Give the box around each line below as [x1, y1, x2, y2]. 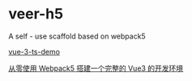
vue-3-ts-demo [8, 47, 61, 56]
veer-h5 [8, 5, 63, 23]
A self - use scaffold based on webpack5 [8, 31, 146, 41]
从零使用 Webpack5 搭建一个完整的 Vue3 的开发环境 [8, 63, 184, 73]
